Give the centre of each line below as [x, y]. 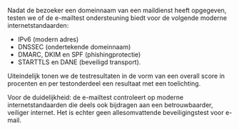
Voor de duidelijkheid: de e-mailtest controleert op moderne [96, 97]
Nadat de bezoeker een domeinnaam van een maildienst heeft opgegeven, [117, 10]
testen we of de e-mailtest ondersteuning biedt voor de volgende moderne [117, 18]
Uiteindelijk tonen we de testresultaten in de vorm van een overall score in [116, 76]
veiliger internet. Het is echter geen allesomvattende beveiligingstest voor [116, 112]
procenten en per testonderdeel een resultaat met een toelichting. [104, 84]
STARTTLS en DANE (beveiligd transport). [79, 62]
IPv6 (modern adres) [48, 39]
